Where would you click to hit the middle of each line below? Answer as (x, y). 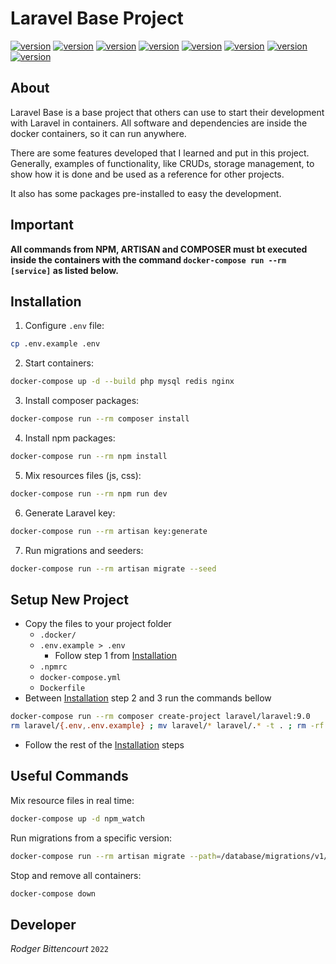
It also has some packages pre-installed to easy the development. (146, 193)
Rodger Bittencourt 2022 (59, 949)
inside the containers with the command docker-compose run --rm (148, 259)
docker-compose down (53, 893)
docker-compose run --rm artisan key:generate (109, 531)
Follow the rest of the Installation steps (104, 745)
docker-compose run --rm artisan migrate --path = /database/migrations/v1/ (169, 856)
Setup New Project (70, 599)
